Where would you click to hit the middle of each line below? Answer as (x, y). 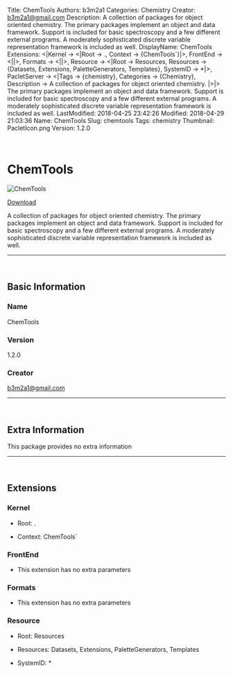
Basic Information (46, 287)
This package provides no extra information (69, 446)
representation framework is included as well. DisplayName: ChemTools (110, 47)
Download (22, 202)
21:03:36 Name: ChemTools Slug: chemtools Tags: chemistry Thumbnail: (111, 120)
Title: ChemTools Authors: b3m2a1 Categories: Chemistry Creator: (101, 10)
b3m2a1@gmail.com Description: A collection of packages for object (105, 17)
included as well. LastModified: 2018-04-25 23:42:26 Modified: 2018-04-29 (116, 113)
